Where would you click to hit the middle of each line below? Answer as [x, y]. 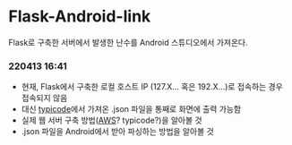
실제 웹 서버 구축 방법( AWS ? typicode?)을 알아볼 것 [112, 120]
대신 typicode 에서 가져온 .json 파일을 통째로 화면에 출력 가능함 [131, 109]
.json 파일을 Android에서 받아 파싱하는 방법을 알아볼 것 [117, 132]
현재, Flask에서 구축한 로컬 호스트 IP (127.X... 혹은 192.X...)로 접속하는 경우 [152, 87]
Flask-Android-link [80, 17]
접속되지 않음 [44, 98]
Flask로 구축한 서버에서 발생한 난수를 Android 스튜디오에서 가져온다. [128, 42]
